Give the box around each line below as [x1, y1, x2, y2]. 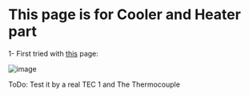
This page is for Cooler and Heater [8, 6, 242, 24]
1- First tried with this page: [8, 48, 98, 58]
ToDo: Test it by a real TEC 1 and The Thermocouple [8, 80, 180, 89]
